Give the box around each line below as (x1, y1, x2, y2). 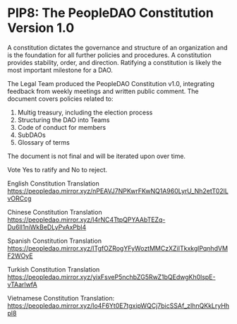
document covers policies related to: (7, 94, 114, 103)
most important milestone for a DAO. (7, 66, 113, 74)
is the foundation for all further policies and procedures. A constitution (7, 51, 212, 59)
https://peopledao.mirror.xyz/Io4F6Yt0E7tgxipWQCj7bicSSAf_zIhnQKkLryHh (7, 301, 230, 310)
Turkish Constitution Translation (7, 265, 100, 273)
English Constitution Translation (7, 179, 100, 188)
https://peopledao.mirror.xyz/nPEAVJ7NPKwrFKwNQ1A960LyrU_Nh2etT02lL (7, 186, 229, 195)
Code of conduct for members (17, 123, 107, 131)
